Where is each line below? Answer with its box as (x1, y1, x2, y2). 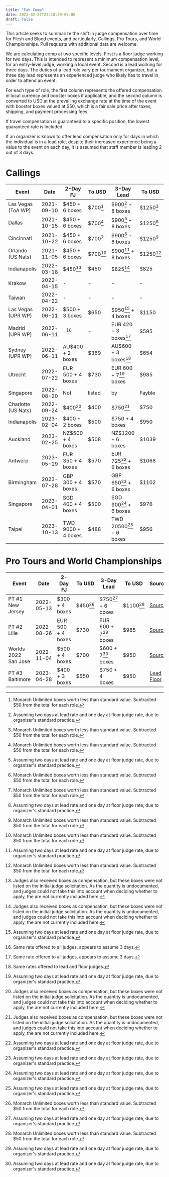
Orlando (8, 247, 28, 254)
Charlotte (8, 401, 31, 408)
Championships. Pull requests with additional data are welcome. (6, 41, 138, 47)
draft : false (6, 17, 33, 22)
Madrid (8, 325, 26, 332)
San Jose (8, 658, 31, 665)
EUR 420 (111, 321, 133, 328)
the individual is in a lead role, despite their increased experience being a (6, 139, 157, 145)
